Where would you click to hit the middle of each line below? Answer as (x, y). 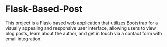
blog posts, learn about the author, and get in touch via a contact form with (84, 33)
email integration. (23, 39)
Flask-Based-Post (44, 9)
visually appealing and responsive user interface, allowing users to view (81, 28)
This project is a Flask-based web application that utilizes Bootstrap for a (82, 23)
